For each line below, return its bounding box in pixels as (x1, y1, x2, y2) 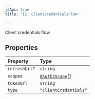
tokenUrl (7, 81, 28, 86)
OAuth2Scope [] (39, 73, 72, 79)
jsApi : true (5, 7, 29, 12)
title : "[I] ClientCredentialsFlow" (5, 12, 79, 17)
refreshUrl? (7, 66, 36, 72)
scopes (7, 74, 23, 79)
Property (7, 58, 29, 65)
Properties (5, 43, 38, 52)
